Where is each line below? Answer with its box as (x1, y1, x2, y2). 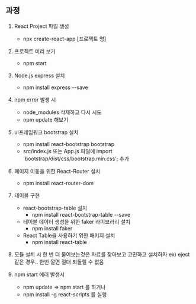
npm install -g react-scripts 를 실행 (23, 290, 107, 298)
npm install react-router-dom (23, 179, 94, 186)
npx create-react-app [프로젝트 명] (23, 35, 107, 42)
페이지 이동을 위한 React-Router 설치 (14, 167, 101, 175)
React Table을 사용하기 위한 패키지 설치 (23, 232, 115, 239)
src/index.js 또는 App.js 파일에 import (23, 147, 113, 154)
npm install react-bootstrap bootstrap (23, 140, 115, 147)
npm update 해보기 (23, 116, 69, 123)
